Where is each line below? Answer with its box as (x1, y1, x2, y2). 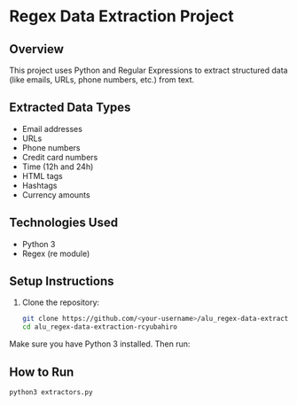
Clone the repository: (21, 297, 100, 308)
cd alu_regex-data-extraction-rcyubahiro (21, 323, 177, 331)
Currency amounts (21, 189, 90, 200)
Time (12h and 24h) (21, 161, 94, 172)
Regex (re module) (21, 248, 90, 259)
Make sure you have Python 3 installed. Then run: (9, 339, 191, 349)
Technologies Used (9, 215, 118, 230)
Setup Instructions (9, 274, 114, 289)
